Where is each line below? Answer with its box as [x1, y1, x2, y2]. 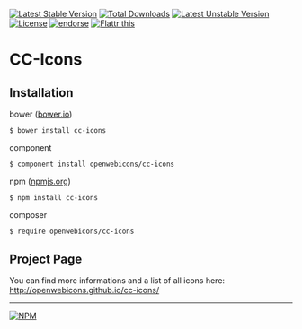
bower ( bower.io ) [9, 108, 73, 119]
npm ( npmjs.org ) [9, 176, 72, 186]
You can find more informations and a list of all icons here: [9, 275, 226, 286]
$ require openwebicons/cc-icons [9, 227, 135, 236]
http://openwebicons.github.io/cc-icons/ [9, 285, 160, 296]
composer [9, 209, 48, 220]
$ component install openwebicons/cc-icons [9, 160, 175, 169]
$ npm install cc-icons [9, 193, 99, 202]
